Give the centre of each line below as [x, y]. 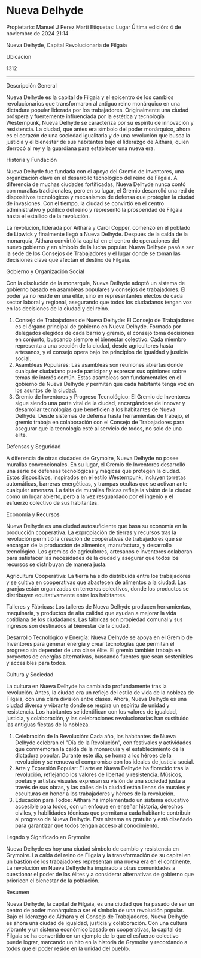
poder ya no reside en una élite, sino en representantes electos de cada [95, 295]
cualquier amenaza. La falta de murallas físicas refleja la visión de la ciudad [99, 490]
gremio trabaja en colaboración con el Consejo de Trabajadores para [100, 422]
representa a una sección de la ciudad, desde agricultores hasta [94, 345]
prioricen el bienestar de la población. [53, 881]
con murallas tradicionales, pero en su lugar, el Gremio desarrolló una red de [100, 190]
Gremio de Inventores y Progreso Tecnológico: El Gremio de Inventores [102, 396]
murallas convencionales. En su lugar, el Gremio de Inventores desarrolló [96, 464]
